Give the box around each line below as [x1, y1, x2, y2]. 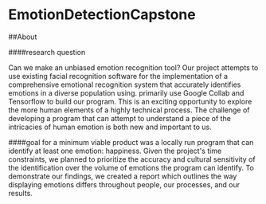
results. [8, 188, 33, 198]
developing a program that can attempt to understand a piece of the [8, 113, 231, 123]
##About [8, 32, 37, 41]
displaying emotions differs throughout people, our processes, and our [8, 179, 241, 189]
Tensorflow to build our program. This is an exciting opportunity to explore [8, 96, 252, 106]
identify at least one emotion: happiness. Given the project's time [8, 146, 222, 155]
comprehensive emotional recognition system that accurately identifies [8, 80, 241, 89]
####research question [8, 47, 86, 57]
